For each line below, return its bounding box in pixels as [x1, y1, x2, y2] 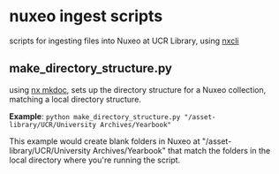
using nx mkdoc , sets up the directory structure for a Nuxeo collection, [9, 84, 267, 95]
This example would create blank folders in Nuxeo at [9, 135, 200, 147]
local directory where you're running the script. [9, 155, 181, 165]
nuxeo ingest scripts [9, 6, 163, 26]
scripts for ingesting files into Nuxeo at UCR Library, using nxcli [9, 35, 239, 46]
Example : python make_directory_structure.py [9, 110, 181, 121]
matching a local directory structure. [9, 94, 141, 104]
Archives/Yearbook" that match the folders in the [92, 145, 271, 155]
